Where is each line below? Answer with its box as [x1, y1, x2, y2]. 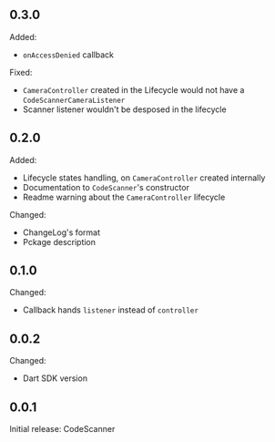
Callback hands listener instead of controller [22, 304, 199, 315]
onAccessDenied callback [22, 49, 114, 60]
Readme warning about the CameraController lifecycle [22, 191, 226, 202]
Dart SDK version [22, 373, 88, 384]
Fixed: [9, 67, 33, 77]
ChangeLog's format [22, 227, 100, 238]
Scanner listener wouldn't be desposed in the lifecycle [22, 104, 227, 115]
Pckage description [22, 236, 97, 247]
